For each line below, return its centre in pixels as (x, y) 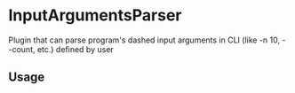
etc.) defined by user (76, 49)
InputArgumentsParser (95, 15)
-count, (22, 49)
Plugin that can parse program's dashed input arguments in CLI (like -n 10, (144, 40)
